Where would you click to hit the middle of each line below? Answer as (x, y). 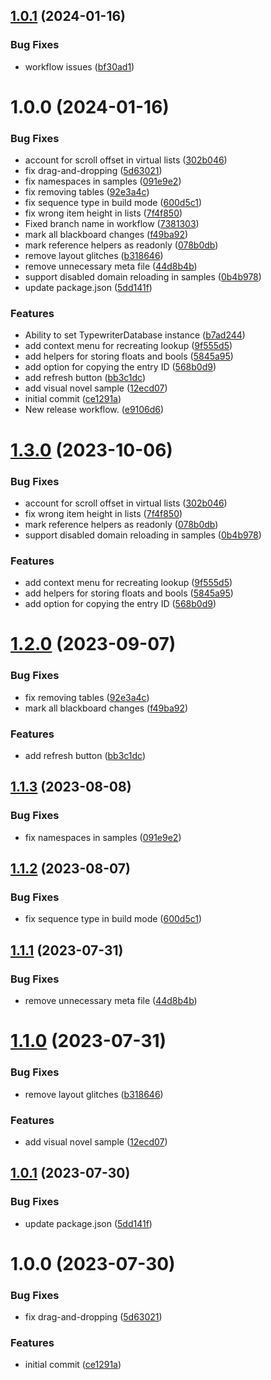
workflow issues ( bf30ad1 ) (79, 66)
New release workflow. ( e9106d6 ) (94, 410)
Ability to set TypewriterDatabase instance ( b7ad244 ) (135, 335)
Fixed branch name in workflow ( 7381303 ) (112, 224)
